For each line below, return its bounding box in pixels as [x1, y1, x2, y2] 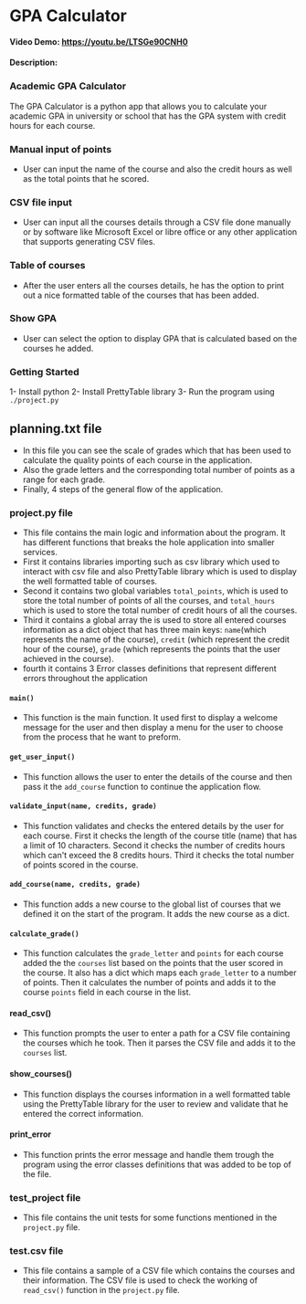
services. [22, 547, 58, 558]
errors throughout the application [22, 673, 148, 684]
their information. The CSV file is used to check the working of [22, 1275, 259, 1286]
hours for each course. [9, 120, 96, 131]
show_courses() [9, 1068, 73, 1079]
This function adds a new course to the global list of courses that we [22, 899, 281, 910]
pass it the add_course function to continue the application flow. [22, 781, 262, 792]
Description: [9, 57, 58, 68]
